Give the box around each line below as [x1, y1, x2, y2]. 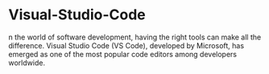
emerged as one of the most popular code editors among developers [8, 49, 238, 59]
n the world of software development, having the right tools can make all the [8, 32, 262, 42]
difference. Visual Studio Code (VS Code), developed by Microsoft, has [8, 40, 244, 50]
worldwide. [8, 58, 46, 68]
